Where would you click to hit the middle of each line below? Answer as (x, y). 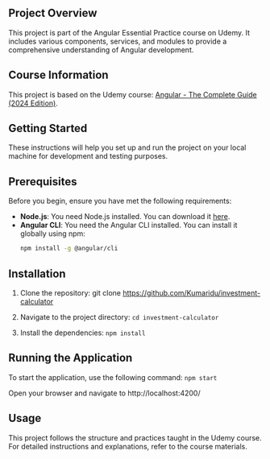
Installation (37, 273)
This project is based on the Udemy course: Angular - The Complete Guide (133, 94)
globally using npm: (53, 234)
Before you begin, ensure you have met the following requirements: (120, 201)
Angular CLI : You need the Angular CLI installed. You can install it (129, 225)
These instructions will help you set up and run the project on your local (127, 147)
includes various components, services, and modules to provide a (118, 41)
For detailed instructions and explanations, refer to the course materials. (128, 446)
